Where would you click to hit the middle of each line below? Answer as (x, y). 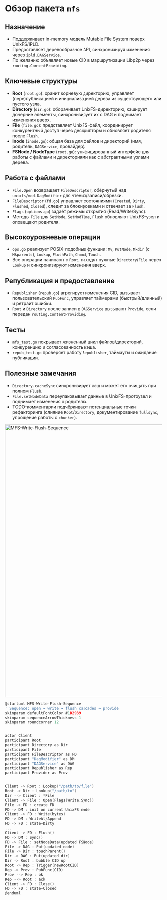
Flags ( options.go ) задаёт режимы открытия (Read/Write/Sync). (79, 211)
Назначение (25, 27)
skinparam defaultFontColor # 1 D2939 (43, 713)
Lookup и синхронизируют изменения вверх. (59, 265)
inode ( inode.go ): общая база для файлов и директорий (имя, (77, 141)
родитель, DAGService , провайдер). (49, 146)
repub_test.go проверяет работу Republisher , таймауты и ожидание (84, 353)
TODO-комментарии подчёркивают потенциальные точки (74, 407)
